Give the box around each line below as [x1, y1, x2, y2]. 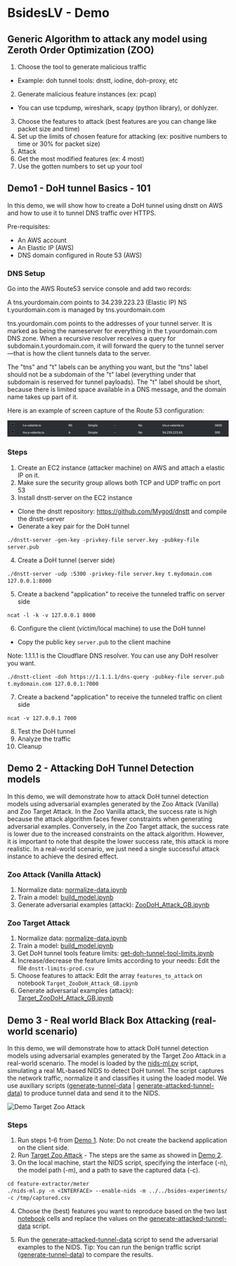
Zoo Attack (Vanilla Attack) [7, 870, 102, 879]
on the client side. [17, 1143, 70, 1152]
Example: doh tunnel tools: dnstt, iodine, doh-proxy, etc [17, 76, 178, 84]
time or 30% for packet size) [17, 139, 100, 148]
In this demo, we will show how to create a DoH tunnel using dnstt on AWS [7, 201, 223, 209]
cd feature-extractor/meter [7, 1181, 90, 1188]
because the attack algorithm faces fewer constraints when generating [7, 815, 213, 823]
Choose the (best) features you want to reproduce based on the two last [17, 1207, 227, 1215]
